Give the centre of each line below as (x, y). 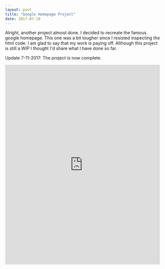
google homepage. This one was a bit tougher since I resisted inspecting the (82, 38)
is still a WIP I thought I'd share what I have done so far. (61, 48)
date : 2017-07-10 (23, 19)
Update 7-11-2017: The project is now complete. (53, 58)
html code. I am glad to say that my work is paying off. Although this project (82, 43)
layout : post (18, 10)
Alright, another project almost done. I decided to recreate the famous (76, 33)
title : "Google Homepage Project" (41, 14)
